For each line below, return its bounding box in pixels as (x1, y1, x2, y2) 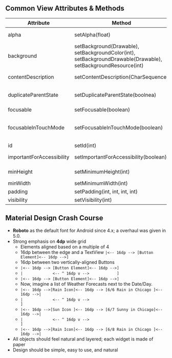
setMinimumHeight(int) (74, 168, 130, 175)
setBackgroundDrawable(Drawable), (74, 55, 162, 62)
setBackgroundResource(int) (74, 61, 144, 69)
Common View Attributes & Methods (5, 4, 124, 13)
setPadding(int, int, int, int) (74, 188, 138, 195)
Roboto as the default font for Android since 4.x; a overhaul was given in (12, 227, 166, 234)
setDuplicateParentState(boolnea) (74, 91, 157, 98)
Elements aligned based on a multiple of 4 (20, 243, 109, 250)
